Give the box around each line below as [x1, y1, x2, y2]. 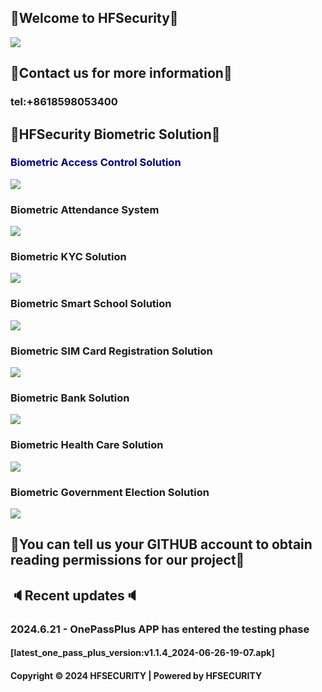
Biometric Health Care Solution [10, 438, 164, 452]
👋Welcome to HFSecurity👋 [10, 10, 179, 27]
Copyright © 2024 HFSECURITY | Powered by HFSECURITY [10, 669, 263, 681]
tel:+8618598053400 [10, 95, 118, 109]
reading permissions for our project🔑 [10, 552, 245, 569]
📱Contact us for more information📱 [10, 65, 233, 82]
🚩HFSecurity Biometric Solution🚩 [10, 126, 221, 143]
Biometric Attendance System [10, 202, 160, 216]
